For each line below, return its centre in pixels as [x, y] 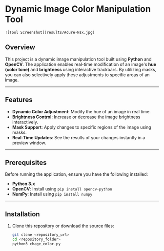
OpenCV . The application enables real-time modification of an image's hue [81, 64]
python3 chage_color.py [36, 244]
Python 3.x [23, 184]
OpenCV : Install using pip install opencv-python [62, 189]
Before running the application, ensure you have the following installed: [77, 174]
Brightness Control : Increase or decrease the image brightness [76, 117]
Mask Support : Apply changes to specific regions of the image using [82, 127]
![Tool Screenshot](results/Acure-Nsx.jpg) [50, 32]
